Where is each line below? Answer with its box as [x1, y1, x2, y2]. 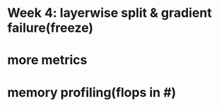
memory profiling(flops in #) [7, 84, 177, 100]
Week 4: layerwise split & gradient [7, 5, 212, 21]
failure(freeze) [7, 20, 94, 36]
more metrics [7, 52, 88, 68]
